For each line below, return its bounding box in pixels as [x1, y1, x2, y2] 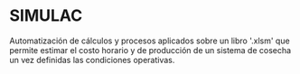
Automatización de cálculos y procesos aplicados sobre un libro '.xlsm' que [9, 35, 291, 46]
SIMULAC [9, 5, 83, 26]
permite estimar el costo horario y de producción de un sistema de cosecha [9, 44, 292, 55]
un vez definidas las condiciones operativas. [9, 54, 175, 65]
